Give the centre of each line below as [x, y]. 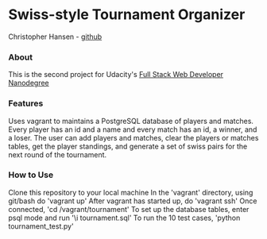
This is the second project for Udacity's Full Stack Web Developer [116, 75]
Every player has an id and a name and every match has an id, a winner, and [133, 129]
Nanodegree [29, 83]
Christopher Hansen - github [55, 37]
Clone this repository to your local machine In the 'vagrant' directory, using [131, 192]
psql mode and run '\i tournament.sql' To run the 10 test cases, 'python [124, 218]
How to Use [31, 175]
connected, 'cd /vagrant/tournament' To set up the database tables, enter [129, 209]
